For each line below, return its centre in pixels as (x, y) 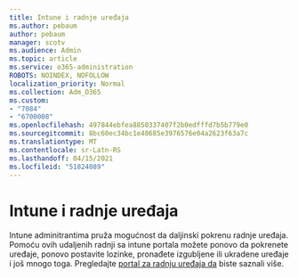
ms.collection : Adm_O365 (55, 92)
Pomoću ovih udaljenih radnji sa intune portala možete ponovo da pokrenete (149, 245)
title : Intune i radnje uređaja (69, 17)
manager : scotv (37, 42)
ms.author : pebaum (43, 26)
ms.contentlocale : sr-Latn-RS (65, 150)
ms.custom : (29, 100)
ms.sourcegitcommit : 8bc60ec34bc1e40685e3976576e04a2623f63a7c (129, 134)
